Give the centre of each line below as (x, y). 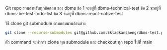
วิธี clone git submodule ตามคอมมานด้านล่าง (45, 23)
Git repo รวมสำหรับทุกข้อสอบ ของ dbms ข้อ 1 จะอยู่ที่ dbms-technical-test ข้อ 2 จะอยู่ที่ (83, 8)
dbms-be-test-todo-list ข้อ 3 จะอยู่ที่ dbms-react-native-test (64, 13)
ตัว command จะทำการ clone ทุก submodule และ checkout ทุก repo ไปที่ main (79, 42)
